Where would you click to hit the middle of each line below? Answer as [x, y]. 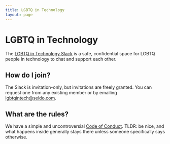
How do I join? [28, 75]
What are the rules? [37, 114]
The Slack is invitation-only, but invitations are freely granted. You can [79, 87]
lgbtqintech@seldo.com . [31, 98]
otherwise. [16, 137]
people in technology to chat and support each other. [61, 59]
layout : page [19, 15]
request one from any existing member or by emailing [61, 93]
